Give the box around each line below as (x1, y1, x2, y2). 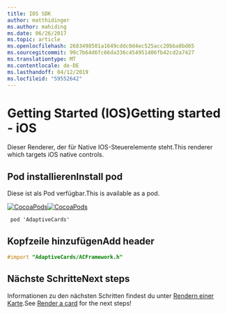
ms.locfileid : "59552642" (7, 75, 82, 82)
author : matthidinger (7, 17, 70, 24)
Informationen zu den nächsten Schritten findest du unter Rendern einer (7, 291, 214, 300)
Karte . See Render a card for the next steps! (7, 299, 132, 307)
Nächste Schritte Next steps (7, 273, 130, 285)
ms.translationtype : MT (7, 56, 77, 63)
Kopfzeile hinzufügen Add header (7, 235, 155, 247)
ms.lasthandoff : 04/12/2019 (7, 68, 89, 75)
